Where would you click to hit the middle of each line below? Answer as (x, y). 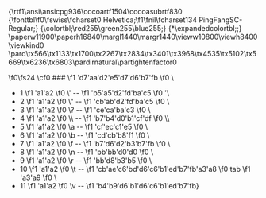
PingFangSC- (220, 20)
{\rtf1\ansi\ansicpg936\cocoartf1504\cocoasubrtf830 (95, 12)
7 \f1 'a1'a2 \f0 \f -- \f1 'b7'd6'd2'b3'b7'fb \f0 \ (95, 144)
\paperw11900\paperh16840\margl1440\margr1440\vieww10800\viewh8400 (133, 37)
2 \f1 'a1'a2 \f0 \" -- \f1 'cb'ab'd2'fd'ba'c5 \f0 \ (94, 101)
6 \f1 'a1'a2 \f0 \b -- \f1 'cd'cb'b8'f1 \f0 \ (85, 135)
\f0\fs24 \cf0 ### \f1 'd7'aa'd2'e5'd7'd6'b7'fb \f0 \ (91, 78)
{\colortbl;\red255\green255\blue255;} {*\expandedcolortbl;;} (141, 28)
